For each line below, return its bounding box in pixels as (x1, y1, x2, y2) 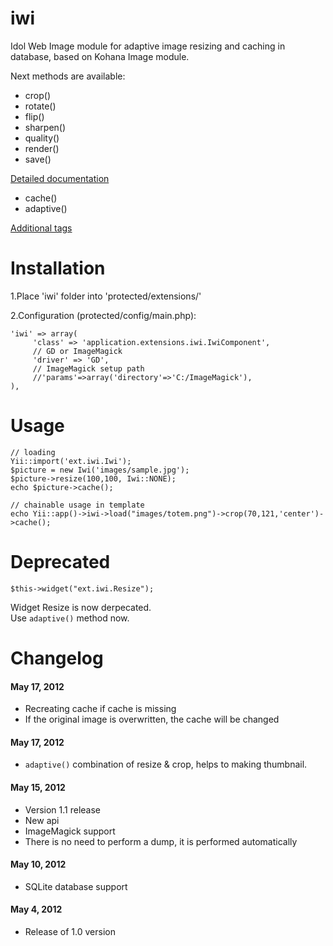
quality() (24, 132, 60, 144)
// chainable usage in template (10, 500, 145, 510)
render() (24, 142, 60, 154)
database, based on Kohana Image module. (10, 50, 190, 62)
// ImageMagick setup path (32, 363, 145, 374)
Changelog (10, 647, 104, 669)
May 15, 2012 (10, 781, 66, 793)
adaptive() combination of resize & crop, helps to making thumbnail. (24, 758, 308, 771)
